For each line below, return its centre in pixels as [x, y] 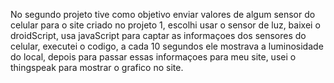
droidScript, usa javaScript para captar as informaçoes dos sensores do [158, 35]
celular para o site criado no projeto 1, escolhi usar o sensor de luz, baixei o [165, 25]
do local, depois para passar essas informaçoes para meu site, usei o [153, 57]
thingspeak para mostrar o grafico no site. [97, 67]
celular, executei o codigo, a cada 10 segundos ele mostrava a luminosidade [167, 46]
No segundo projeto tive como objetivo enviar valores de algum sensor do [163, 14]
